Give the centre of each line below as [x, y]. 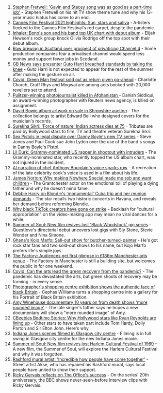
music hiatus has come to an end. [56, 17]
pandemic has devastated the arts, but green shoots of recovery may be [85, 276]
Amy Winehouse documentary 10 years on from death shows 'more [80, 302]
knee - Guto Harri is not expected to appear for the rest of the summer [83, 69]
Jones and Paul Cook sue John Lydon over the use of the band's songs [84, 142]
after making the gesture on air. [44, 74]
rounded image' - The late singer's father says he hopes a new [75, 307]
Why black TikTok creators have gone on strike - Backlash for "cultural [83, 209]
